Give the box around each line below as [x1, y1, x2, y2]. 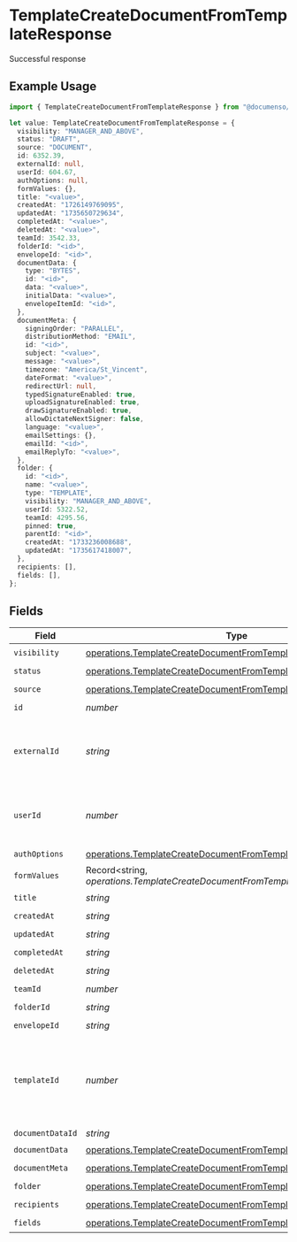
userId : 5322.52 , [25, 505, 89, 514]
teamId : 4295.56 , [25, 513, 89, 522]
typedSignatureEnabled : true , [25, 390, 137, 399]
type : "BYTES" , [25, 266, 81, 275]
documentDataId [13, 1129, 78, 1138]
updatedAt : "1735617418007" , [25, 546, 133, 556]
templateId [13, 1076, 59, 1085]
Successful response [9, 53, 87, 64]
